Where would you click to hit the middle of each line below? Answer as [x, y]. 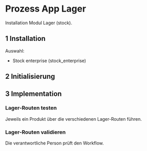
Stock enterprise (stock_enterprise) [49, 61]
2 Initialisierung [30, 77]
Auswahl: [15, 51]
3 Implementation [33, 94]
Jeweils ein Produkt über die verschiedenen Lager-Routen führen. [73, 119]
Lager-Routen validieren [35, 132]
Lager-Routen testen [31, 108]
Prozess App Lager [46, 9]
